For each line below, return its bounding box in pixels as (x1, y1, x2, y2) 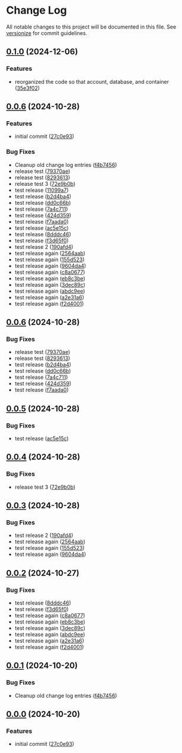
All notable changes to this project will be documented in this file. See (6, 23, 177, 30)
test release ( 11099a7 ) (14, 186, 69, 194)
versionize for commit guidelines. (6, 29, 88, 36)
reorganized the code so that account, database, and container (14, 78, 170, 85)
